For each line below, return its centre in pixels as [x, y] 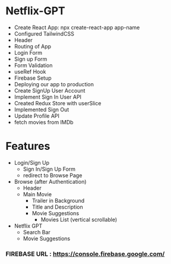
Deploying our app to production [54, 84]
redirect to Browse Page [53, 175]
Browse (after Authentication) [50, 181]
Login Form [28, 52]
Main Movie [37, 194]
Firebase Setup [33, 78]
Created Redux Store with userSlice [58, 103]
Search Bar [37, 232]
